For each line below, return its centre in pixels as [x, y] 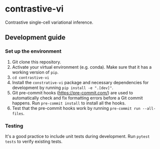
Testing [14, 126]
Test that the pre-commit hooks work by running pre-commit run [76, 108]
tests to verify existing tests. [34, 141]
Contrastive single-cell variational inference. [49, 22]
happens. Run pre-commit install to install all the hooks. [69, 103]
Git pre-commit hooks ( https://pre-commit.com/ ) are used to [72, 92]
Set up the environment [33, 51]
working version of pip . [35, 72]
